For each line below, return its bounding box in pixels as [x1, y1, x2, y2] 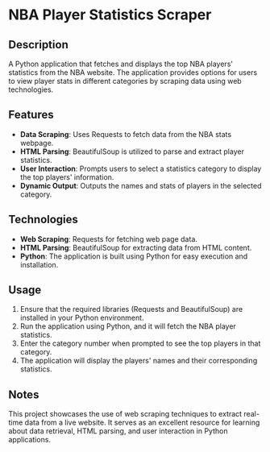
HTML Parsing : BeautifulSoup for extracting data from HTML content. [19, 243, 252, 252]
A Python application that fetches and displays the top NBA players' [8, 59, 234, 68]
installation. [19, 259, 59, 269]
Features [8, 108, 54, 122]
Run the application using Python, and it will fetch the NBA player [19, 321, 236, 331]
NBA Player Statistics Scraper [8, 6, 212, 24]
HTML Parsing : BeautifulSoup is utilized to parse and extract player [19, 147, 244, 156]
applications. [8, 435, 51, 445]
